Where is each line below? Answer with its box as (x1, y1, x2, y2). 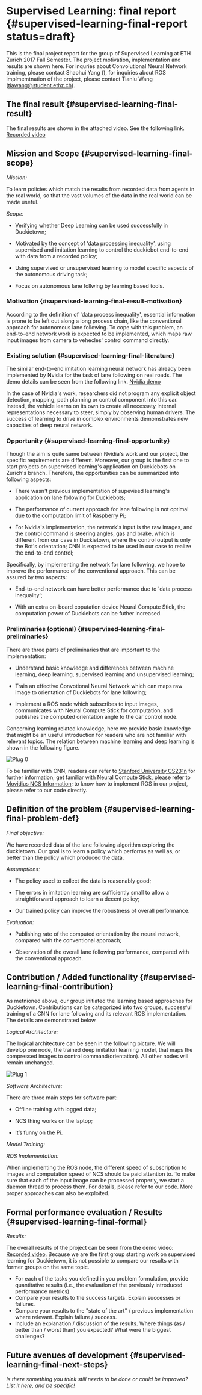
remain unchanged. (6, 1059, 55, 1066)
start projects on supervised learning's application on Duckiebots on (6, 463, 176, 470)
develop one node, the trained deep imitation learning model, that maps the (6, 1046, 193, 1054)
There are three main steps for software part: (6, 1094, 118, 1101)
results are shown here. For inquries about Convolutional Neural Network (6, 62, 187, 70)
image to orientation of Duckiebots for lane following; (14, 688, 147, 696)
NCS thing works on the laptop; (14, 1117, 93, 1125)
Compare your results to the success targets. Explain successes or (14, 1294, 181, 1302)
